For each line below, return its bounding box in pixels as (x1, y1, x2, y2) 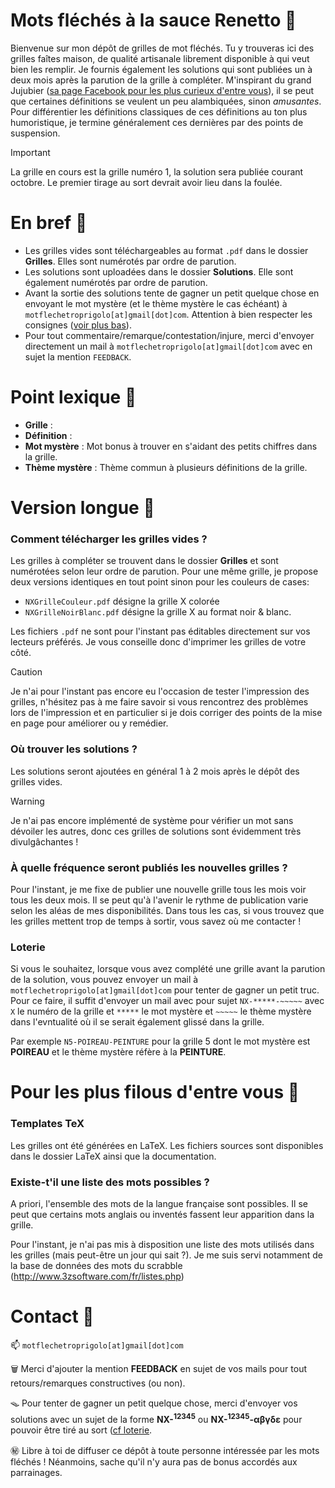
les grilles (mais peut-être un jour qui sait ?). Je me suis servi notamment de (10, 1249, 323, 1261)
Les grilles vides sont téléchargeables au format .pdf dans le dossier (24, 244, 309, 256)
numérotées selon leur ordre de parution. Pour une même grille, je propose (10, 565, 319, 578)
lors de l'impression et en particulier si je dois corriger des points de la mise (10, 707, 323, 719)
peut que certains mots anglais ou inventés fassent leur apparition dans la (10, 1208, 315, 1220)
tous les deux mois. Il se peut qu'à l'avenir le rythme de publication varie (10, 894, 309, 906)
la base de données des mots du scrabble (10, 1259, 183, 1271)
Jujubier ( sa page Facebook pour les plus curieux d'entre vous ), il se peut (10, 84, 315, 96)
